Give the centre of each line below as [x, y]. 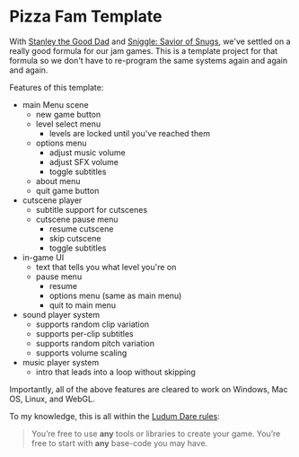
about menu [58, 180]
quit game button [67, 190]
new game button [68, 114]
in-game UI [43, 257]
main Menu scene [55, 104]
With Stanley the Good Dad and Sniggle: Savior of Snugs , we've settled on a [150, 41]
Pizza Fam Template [86, 17]
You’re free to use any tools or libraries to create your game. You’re [156, 434]
